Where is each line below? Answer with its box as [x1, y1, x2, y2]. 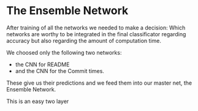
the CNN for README [15, 61, 70, 68]
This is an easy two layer [6, 98, 69, 105]
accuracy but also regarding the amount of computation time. [6, 37, 161, 44]
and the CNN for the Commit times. [15, 67, 104, 74]
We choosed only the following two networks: [6, 48, 122, 56]
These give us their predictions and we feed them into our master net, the [6, 79, 192, 86]
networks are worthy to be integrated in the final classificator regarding [6, 30, 186, 37]
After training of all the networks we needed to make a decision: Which [6, 24, 186, 31]
